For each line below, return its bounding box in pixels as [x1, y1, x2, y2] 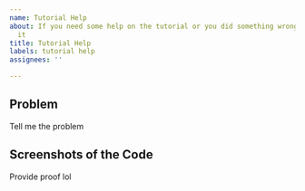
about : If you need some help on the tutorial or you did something [9, 22, 274, 31]
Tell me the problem [9, 120, 84, 131]
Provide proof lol [9, 171, 72, 182]
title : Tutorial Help [9, 38, 92, 48]
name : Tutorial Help [9, 13, 88, 23]
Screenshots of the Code [9, 147, 153, 163]
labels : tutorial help [9, 47, 95, 56]
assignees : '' [9, 55, 64, 64]
